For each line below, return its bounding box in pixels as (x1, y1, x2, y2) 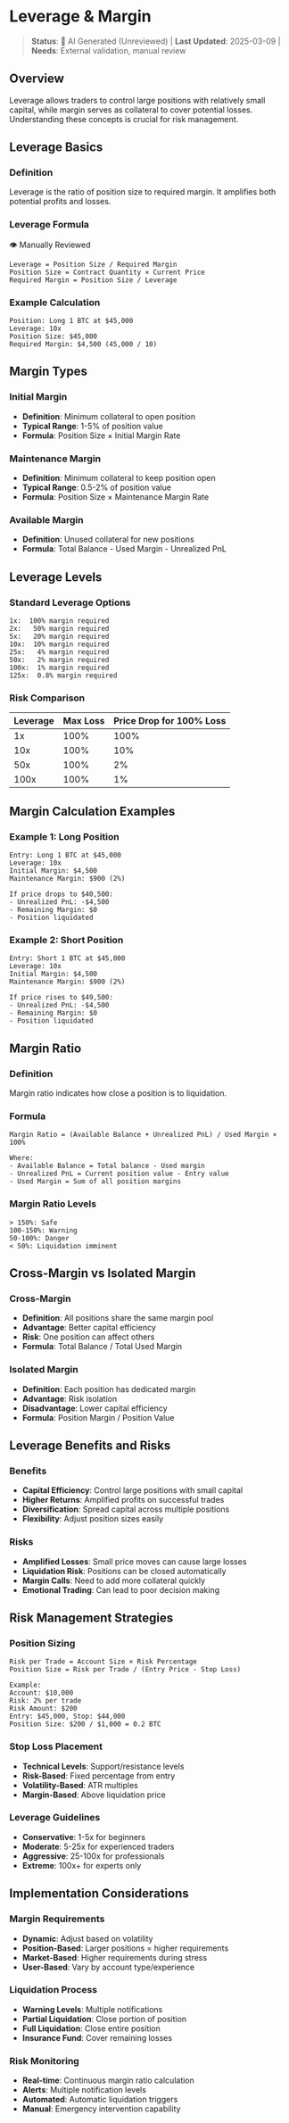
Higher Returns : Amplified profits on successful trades (21, 1495, 225, 1505)
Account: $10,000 (9, 1688, 74, 1697)
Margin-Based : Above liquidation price (21, 1789, 167, 1800)
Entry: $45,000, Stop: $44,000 (9, 1712, 126, 1721)
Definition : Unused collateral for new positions (21, 534, 194, 545)
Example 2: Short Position (9, 933, 124, 946)
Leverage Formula (9, 219, 89, 231)
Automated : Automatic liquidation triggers (21, 2094, 178, 2105)
